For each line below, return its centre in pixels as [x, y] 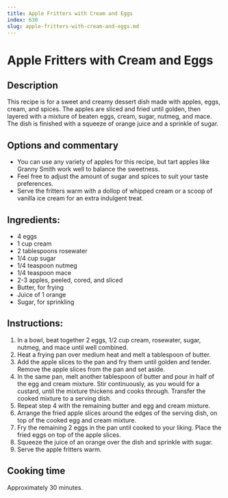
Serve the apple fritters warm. [59, 449]
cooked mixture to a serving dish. [64, 398]
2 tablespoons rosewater [52, 251]
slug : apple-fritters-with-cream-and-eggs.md [73, 26]
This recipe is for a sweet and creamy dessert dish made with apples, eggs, [114, 102]
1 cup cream [34, 244]
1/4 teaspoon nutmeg [47, 265]
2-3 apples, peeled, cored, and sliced [70, 280]
